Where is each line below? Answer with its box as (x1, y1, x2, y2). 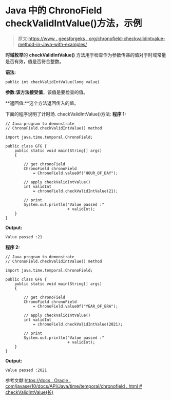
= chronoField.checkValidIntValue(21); (32, 188, 118, 194)
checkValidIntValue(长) (5, 389, 54, 395)
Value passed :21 (5, 234, 43, 239)
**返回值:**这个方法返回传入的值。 (5, 100, 79, 106)
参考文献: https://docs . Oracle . (5, 377, 71, 383)
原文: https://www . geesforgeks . (17, 35, 88, 42)
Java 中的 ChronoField (5, 5, 102, 16)
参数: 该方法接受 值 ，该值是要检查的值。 (5, 89, 88, 95)
